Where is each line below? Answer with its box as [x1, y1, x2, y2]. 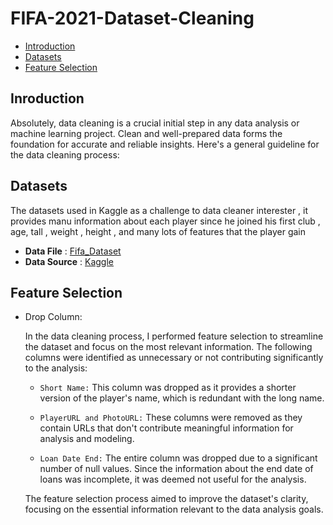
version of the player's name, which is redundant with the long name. [39, 392, 325, 404]
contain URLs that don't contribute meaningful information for [39, 422, 294, 434]
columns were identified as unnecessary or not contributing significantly [24, 352, 324, 364]
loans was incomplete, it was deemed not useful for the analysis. [39, 473, 307, 486]
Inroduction [10, 90, 85, 107]
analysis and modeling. [39, 433, 135, 445]
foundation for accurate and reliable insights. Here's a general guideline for [10, 138, 320, 150]
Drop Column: [24, 311, 83, 323]
